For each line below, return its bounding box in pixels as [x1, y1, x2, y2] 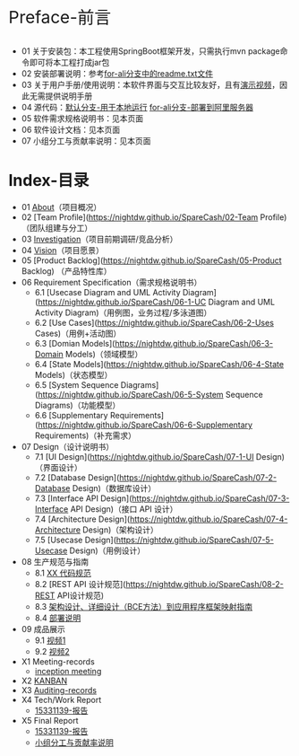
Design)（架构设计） [82, 524, 158, 535]
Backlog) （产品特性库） [21, 265, 112, 277]
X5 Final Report [21, 715, 79, 725]
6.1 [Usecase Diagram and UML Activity [34, 286, 181, 297]
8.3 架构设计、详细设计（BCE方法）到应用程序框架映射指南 [34, 601, 252, 611]
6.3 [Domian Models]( [34, 338, 115, 348]
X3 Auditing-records [21, 684, 98, 695]
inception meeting [34, 665, 102, 676]
